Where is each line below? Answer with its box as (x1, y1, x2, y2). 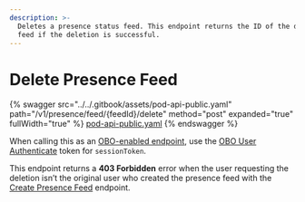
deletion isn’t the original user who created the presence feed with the (9, 173, 272, 184)
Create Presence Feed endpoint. (9, 182, 131, 193)
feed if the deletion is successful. (17, 30, 161, 39)
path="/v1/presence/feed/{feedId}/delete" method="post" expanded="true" (9, 109, 293, 120)
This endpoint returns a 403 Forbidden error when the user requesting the (9, 163, 289, 174)
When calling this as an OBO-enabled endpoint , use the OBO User (9, 136, 257, 147)
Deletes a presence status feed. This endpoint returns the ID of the (17, 22, 290, 31)
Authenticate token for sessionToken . (9, 146, 147, 157)
